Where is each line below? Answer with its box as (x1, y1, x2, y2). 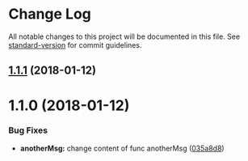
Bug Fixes (8, 125, 48, 136)
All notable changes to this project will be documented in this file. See (8, 32, 241, 41)
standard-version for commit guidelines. (8, 40, 142, 49)
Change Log (8, 5, 91, 23)
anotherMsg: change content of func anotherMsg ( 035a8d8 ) (19, 143, 225, 153)
